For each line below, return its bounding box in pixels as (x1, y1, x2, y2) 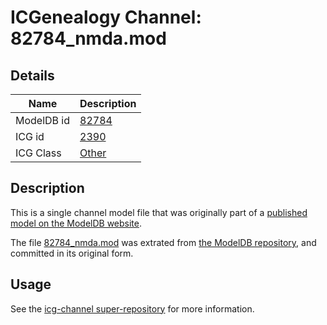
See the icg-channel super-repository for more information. (10, 302, 255, 315)
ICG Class (15, 146, 62, 160)
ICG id (15, 130, 45, 143)
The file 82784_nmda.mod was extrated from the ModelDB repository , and (10, 236, 317, 248)
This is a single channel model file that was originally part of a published (10, 206, 308, 218)
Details (10, 67, 55, 84)
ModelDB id (15, 114, 71, 127)
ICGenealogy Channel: (10, 6, 202, 29)
